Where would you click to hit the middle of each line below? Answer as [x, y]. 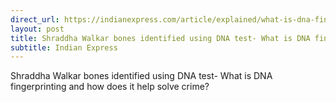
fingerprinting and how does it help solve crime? [110, 87]
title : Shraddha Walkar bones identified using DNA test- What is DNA [160, 38]
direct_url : [35, 19]
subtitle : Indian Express [64, 47]
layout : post [37, 29]
